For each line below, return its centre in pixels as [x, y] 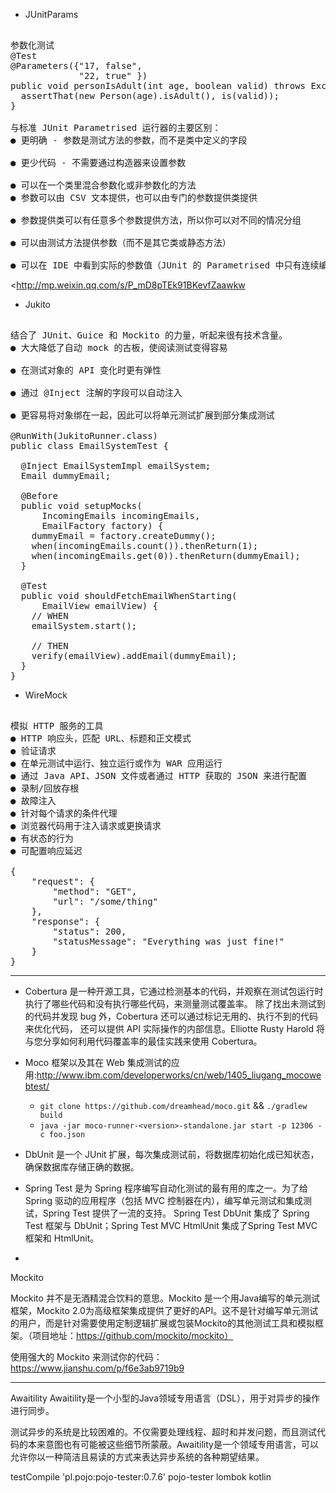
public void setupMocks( [81, 505]
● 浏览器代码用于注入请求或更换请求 [86, 825]
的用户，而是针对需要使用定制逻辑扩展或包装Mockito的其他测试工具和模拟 [162, 1323]
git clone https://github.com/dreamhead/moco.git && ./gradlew [173, 1105]
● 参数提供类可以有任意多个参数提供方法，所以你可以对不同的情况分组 [156, 220]
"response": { [66, 921]
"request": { [63, 881]
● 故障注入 [33, 800]
